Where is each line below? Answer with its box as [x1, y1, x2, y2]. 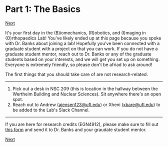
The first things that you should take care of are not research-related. [5, 71, 148, 77]
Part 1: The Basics [5, 3, 81, 15]
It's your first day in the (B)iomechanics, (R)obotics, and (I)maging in [5, 29, 146, 35]
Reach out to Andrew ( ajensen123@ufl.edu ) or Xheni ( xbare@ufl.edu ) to [12, 101, 161, 107]
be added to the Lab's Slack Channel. [12, 106, 90, 113]
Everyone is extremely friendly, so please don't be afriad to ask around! [5, 61, 152, 67]
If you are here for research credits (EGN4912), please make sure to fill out [5, 121, 158, 127]
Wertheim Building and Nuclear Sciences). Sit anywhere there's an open [12, 91, 161, 97]
